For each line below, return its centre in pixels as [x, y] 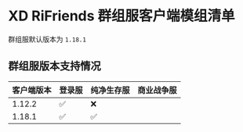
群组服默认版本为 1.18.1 [47, 39]
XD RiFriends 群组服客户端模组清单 [121, 16]
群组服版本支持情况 [54, 66]
